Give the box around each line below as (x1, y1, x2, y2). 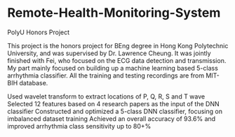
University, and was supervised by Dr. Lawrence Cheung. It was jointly (7, 49, 212, 57)
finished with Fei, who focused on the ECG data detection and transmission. (7, 56, 227, 64)
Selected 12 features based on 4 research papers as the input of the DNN (7, 99, 220, 108)
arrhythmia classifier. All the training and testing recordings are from (7, 71, 205, 80)
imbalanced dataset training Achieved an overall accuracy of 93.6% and (7, 114, 216, 123)
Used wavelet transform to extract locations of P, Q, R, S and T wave (7, 92, 206, 101)
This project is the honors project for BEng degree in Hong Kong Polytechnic (7, 41, 229, 50)
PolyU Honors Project (7, 28, 70, 36)
